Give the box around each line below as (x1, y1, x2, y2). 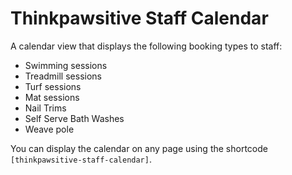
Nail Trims (24, 102, 67, 114)
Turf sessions (24, 80, 82, 92)
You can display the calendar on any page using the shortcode (10, 142, 268, 154)
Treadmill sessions (24, 70, 102, 82)
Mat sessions (24, 91, 80, 103)
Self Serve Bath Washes (24, 112, 125, 124)
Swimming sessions (24, 59, 108, 71)
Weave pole (24, 123, 75, 135)
